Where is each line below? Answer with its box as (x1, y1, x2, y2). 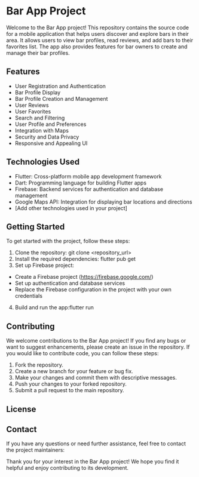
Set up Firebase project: (14, 261, 75, 269)
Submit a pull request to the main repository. (14, 387, 124, 394)
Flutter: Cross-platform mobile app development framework (14, 173, 163, 180)
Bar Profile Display (14, 88, 61, 96)
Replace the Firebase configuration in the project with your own (14, 286, 172, 293)
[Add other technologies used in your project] (14, 204, 127, 211)
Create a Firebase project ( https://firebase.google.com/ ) (14, 273, 154, 281)
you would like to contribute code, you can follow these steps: (6, 350, 159, 357)
